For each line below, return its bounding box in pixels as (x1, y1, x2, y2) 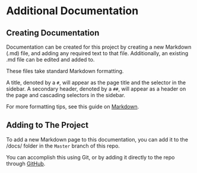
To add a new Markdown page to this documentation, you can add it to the (6, 136, 189, 143)
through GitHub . (6, 160, 46, 167)
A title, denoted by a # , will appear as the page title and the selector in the (6, 79, 186, 86)
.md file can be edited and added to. (6, 56, 95, 63)
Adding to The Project (6, 120, 89, 130)
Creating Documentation (6, 28, 100, 38)
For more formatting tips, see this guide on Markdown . (6, 103, 139, 110)
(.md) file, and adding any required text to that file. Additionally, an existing (6, 50, 189, 57)
